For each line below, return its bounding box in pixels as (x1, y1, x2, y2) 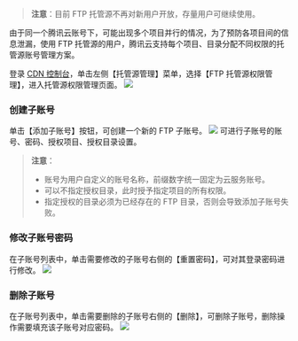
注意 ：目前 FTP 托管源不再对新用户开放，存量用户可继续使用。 (30, 9, 260, 19)
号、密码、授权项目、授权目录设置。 (9, 136, 142, 147)
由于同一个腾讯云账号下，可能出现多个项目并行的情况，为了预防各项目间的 (9, 27, 281, 38)
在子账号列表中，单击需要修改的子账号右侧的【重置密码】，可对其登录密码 (9, 253, 278, 264)
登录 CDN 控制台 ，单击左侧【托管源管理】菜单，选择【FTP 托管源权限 (9, 68, 265, 79)
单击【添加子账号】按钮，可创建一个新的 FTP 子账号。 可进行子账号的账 (9, 126, 282, 136)
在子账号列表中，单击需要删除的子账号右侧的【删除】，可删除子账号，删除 (9, 310, 278, 322)
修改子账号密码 (9, 232, 74, 244)
